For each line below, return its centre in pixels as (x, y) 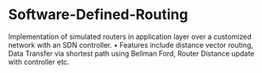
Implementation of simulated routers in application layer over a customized (130, 36)
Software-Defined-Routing (98, 15)
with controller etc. (39, 62)
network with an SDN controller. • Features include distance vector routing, (131, 44)
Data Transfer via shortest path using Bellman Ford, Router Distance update (131, 53)
